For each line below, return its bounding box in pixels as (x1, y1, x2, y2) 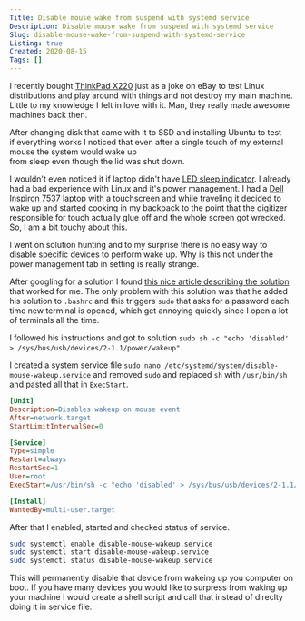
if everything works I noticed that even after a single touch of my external (9, 137, 284, 147)
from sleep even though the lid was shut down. (9, 156, 185, 166)
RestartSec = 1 (9, 464, 59, 473)
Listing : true (9, 38, 64, 48)
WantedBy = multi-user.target (9, 505, 116, 514)
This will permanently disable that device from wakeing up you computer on (9, 573, 293, 584)
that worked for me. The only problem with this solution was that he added (9, 286, 289, 296)
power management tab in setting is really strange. (9, 259, 200, 269)
